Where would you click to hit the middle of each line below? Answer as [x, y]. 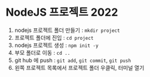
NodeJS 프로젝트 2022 [62, 12]
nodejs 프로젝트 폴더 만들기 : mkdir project [67, 30]
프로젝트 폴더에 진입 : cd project [54, 37]
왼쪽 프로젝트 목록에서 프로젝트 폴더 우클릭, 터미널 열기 [79, 67]
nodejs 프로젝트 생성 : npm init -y [56, 45]
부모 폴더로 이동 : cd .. [42, 52]
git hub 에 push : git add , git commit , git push [73, 60]
